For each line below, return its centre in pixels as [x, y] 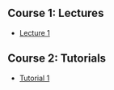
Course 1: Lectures [56, 13]
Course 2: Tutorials [57, 59]
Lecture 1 [34, 32]
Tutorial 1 [34, 78]
